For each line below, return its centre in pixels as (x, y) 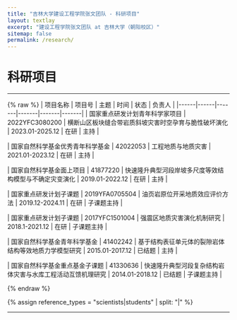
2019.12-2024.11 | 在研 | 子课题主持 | (71, 203)
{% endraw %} (29, 289)
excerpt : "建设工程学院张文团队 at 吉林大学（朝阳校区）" (84, 27)
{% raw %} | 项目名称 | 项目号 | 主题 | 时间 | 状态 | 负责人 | (91, 105)
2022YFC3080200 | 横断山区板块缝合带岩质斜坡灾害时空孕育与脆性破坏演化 (118, 123)
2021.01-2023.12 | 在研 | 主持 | (51, 155)
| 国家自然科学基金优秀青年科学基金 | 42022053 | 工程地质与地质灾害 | (109, 146)
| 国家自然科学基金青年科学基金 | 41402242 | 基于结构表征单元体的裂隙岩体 (116, 242)
